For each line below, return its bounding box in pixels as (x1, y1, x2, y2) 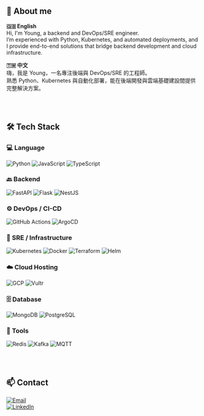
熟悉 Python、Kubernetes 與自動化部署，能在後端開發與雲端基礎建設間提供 (6, 77, 196, 84)
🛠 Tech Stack (6, 122, 60, 132)
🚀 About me (6, 6, 52, 17)
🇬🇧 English (6, 22, 37, 29)
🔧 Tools (6, 326, 29, 335)
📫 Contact (6, 377, 49, 388)
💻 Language (6, 143, 45, 152)
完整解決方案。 (6, 84, 44, 92)
